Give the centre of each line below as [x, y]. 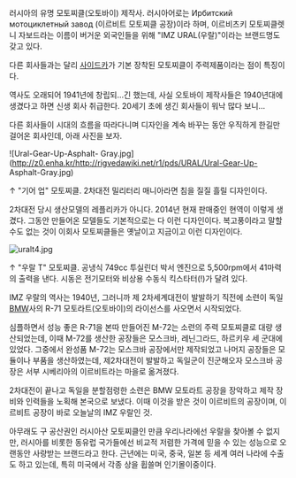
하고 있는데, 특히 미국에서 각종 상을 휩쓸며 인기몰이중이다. [117, 464]
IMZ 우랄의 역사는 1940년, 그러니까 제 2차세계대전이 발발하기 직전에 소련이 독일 [146, 297]
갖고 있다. [26, 46]
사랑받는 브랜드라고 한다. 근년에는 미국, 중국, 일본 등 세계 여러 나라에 [150, 453]
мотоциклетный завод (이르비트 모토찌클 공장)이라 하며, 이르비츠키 [128, 24]
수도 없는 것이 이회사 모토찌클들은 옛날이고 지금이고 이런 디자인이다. [126, 231]
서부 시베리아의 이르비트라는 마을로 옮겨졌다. [102, 371]
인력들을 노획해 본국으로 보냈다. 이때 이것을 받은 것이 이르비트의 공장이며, [152, 401]
